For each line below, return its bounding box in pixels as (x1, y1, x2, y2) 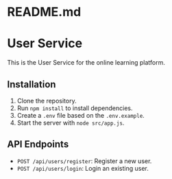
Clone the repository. (16, 96, 77, 105)
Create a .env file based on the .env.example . (16, 111, 145, 119)
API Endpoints (7, 138, 69, 150)
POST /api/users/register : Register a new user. (16, 156, 152, 165)
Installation (7, 78, 56, 90)
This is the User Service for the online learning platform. (7, 59, 166, 67)
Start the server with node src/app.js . (16, 118, 125, 127)
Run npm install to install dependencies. (16, 104, 133, 112)
